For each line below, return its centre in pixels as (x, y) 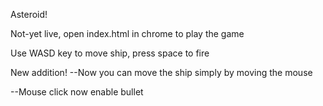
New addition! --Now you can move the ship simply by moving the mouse (161, 72)
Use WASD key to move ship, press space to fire (110, 53)
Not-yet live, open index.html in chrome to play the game (127, 33)
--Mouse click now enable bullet (77, 92)
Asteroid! (29, 14)
